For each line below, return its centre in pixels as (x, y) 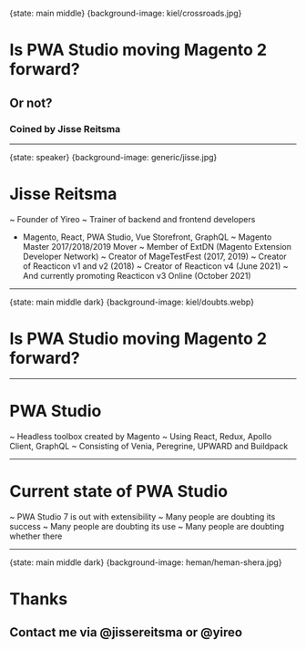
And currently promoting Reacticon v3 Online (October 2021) (137, 275)
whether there (36, 536)
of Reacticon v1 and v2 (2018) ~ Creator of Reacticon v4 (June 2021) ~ (155, 266)
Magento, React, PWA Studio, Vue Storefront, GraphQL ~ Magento (147, 237)
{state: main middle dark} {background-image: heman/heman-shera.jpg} (146, 562)
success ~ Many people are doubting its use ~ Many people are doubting (147, 526)
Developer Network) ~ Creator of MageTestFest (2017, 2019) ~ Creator (154, 256)
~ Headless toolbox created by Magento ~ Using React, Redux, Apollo (141, 436)
